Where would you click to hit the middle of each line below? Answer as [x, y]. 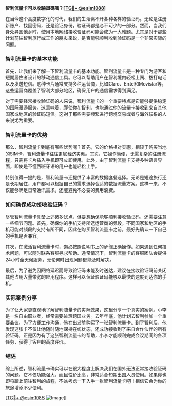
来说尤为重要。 [21, 120]
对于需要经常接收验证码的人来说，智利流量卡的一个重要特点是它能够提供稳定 [86, 101]
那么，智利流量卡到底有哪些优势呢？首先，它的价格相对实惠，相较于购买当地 [86, 147]
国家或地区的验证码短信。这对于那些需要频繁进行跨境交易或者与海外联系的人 [86, 114]
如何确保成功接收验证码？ [37, 204]
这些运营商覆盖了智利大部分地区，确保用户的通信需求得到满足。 [72, 90]
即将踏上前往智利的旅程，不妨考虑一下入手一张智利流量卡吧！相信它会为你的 [86, 381]
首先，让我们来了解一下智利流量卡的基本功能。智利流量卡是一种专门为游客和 [86, 71]
